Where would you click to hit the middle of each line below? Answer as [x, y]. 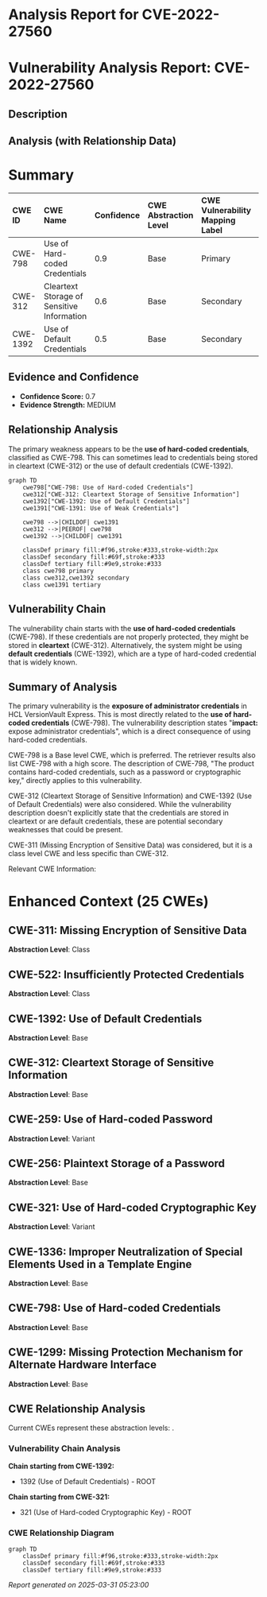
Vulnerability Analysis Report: [110, 68]
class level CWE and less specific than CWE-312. [89, 854]
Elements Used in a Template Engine [100, 1264]
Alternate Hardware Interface [83, 1365]
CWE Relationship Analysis [77, 1409]
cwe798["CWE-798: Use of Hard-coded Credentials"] [108, 487]
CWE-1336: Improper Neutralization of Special [126, 1252]
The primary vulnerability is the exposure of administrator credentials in [128, 706]
